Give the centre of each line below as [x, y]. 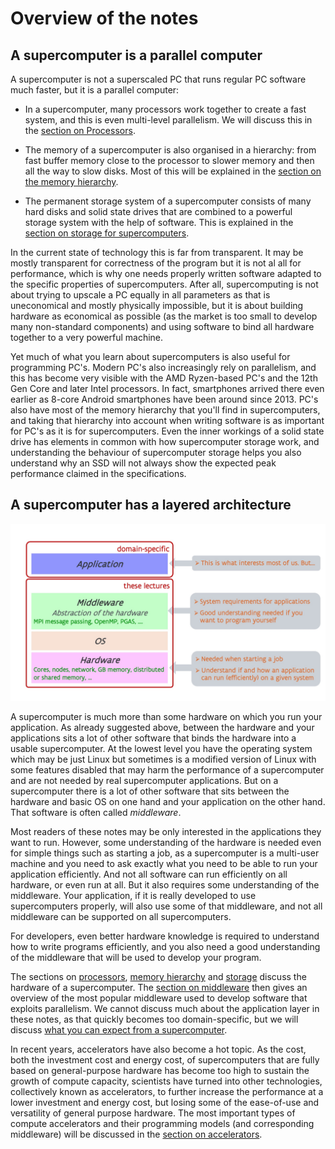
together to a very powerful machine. [87, 337]
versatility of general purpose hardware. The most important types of [153, 1113]
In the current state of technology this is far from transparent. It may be [157, 252]
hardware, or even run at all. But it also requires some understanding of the [165, 885]
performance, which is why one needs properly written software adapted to [166, 273]
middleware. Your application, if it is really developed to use [133, 896]
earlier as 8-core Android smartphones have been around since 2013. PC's [164, 399]
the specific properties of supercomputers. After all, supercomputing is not [164, 284]
